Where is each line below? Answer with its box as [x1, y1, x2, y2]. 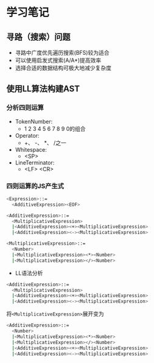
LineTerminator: [15, 159, 55, 166]
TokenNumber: [15, 118, 53, 125]
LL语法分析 [15, 269, 43, 277]
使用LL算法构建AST [6, 83, 80, 94]
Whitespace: [15, 146, 47, 153]
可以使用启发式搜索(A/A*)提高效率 [15, 57, 102, 64]
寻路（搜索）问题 [6, 32, 71, 42]
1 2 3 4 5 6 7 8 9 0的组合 [24, 125, 86, 132]
